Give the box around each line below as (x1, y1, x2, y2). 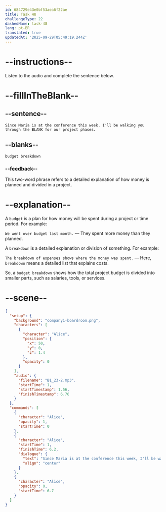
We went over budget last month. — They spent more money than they (5, 230, 151, 236)
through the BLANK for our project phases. (5, 127, 96, 132)
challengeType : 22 (5, 16, 43, 21)
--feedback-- (5, 165, 38, 172)
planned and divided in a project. (5, 181, 72, 187)
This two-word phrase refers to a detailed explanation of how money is (5, 176, 150, 182)
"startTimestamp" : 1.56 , (18, 387, 70, 392)
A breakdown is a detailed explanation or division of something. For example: (5, 245, 159, 251)
